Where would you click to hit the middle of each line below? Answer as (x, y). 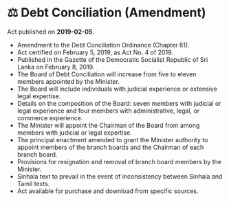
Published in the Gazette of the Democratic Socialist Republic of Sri (112, 59)
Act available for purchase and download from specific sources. (108, 191)
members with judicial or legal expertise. (74, 133)
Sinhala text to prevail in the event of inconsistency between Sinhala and (120, 176)
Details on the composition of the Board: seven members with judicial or (119, 103)
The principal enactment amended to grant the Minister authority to (112, 139)
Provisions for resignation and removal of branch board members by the (119, 161)
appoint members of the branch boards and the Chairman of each (110, 147)
